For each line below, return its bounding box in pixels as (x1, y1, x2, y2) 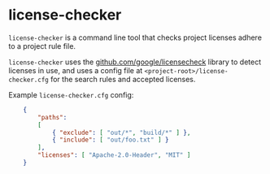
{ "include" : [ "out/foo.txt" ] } (51, 136, 169, 144)
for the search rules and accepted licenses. (50, 74, 196, 84)
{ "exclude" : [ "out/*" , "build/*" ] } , (51, 128, 191, 137)
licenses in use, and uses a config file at (8, 65, 143, 75)
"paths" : (37, 113, 67, 121)
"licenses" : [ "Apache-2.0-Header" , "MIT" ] (37, 151, 191, 159)
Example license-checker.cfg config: (8, 89, 134, 99)
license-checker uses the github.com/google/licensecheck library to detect (8, 57, 262, 67)
